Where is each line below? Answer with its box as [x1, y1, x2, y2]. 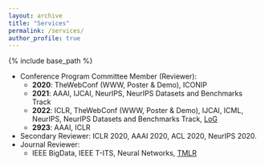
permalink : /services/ [8, 26, 84, 34]
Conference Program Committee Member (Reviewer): [19, 71, 198, 81]
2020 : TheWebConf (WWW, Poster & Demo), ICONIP [31, 80, 207, 90]
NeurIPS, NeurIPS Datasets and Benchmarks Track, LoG [31, 114, 218, 124]
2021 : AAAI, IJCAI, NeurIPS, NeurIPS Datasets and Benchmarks [31, 89, 243, 99]
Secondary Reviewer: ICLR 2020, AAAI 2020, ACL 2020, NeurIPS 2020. [19, 132, 257, 141]
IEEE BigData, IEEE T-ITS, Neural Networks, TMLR [31, 148, 197, 158]
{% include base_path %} [8, 56, 93, 66]
